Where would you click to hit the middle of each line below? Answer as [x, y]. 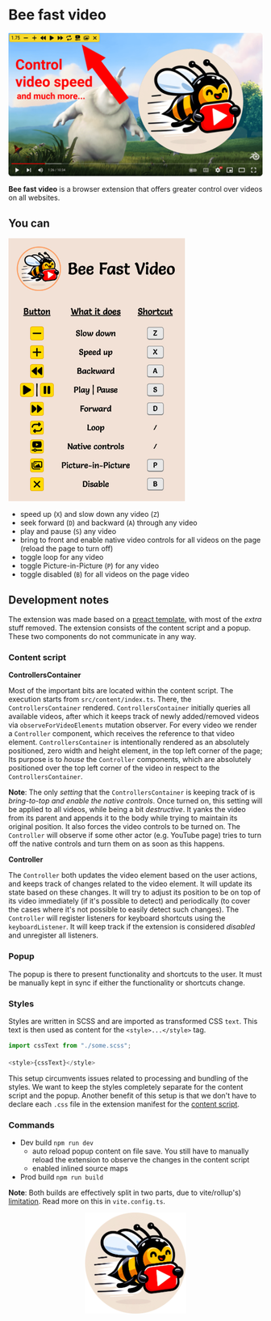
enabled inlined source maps [80, 1168]
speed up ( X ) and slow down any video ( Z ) [90, 514]
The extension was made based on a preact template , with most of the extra [135, 620]
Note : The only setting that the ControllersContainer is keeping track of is [132, 792]
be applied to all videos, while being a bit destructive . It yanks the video [127, 810]
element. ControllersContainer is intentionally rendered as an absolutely [129, 743]
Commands [31, 1124]
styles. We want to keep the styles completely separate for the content [126, 1086]
